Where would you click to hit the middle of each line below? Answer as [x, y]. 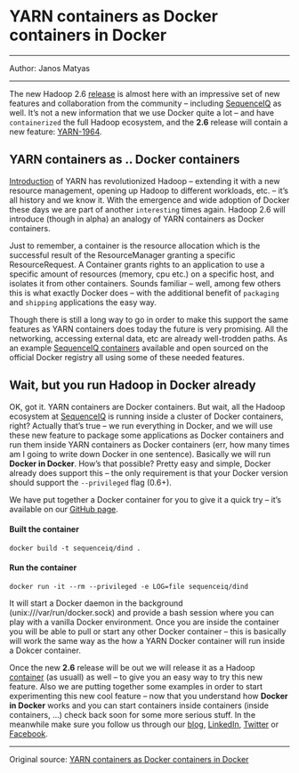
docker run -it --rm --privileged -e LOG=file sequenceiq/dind [129, 586]
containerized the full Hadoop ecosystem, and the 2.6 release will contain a [149, 122]
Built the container [44, 529]
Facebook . [29, 733]
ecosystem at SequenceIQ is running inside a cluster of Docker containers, [146, 416]
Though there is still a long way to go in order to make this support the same [149, 319]
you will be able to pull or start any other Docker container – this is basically [148, 631]
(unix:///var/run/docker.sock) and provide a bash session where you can [141, 612]
